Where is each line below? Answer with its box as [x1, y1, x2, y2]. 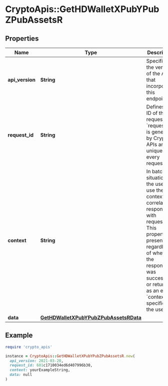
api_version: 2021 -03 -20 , [9, 358, 64, 363]
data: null [9, 372, 32, 377]
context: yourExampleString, [9, 367, 70, 372]
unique [146, 147, 162, 154]
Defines [146, 103, 165, 110]
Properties [5, 34, 39, 43]
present [146, 237, 164, 244]
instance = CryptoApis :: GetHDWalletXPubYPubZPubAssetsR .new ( [5, 353, 135, 358]
